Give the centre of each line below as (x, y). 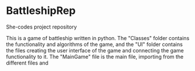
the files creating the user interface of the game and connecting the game (95, 50)
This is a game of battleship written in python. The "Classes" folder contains (98, 38)
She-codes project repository (41, 27)
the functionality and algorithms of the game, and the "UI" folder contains (94, 44)
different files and (27, 63)
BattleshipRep (41, 11)
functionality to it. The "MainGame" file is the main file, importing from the (95, 56)
